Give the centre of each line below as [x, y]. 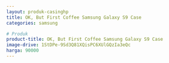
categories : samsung [32, 23]
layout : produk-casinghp [37, 12]
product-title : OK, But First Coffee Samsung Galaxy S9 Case [85, 40]
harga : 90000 [23, 51]
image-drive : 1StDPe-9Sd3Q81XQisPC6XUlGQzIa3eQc [69, 45]
